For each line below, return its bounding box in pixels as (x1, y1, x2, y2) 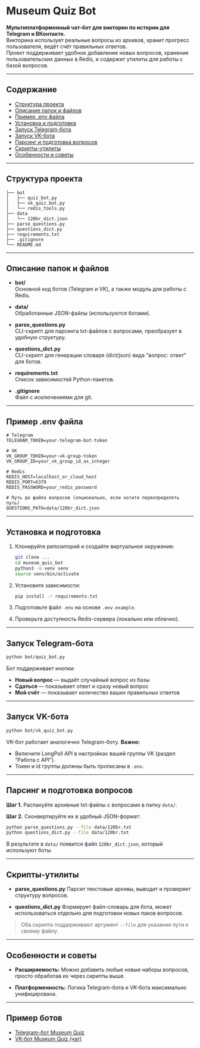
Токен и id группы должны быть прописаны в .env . (14, 762, 144, 769)
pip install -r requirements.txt (14, 593, 98, 599)
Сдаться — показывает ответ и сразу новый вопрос (14, 683, 149, 690)
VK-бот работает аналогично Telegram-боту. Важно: (6, 738, 140, 745)
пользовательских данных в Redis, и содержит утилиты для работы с (6, 55, 183, 62)
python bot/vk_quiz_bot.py (6, 727, 73, 733)
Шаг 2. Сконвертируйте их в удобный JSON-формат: (6, 812, 141, 819)
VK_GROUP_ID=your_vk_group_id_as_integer (6, 458, 111, 465)
